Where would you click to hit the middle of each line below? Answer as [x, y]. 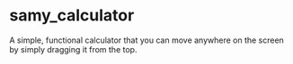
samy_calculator [72, 16]
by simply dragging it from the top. [73, 49]
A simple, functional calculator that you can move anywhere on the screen [147, 40]
